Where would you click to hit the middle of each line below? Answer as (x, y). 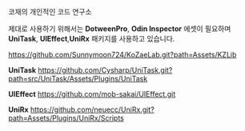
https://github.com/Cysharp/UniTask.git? (105, 70)
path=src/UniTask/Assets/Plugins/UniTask (78, 79)
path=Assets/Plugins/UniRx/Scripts (66, 118)
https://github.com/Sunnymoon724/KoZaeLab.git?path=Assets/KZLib (122, 55)
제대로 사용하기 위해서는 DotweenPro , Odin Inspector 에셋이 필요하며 (120, 29)
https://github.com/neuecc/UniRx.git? (92, 109)
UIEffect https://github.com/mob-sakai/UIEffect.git (92, 94)
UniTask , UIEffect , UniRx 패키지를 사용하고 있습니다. (92, 39)
